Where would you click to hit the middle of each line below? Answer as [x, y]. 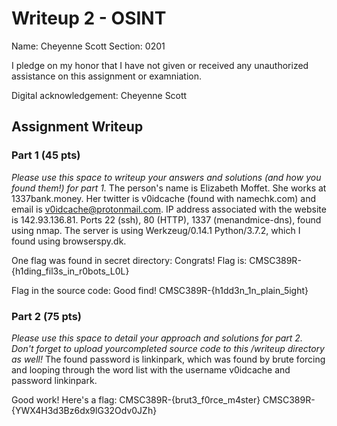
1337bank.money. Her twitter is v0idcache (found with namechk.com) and [163, 198]
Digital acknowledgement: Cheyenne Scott [99, 95]
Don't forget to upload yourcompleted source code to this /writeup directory [168, 348]
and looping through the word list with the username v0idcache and [151, 369]
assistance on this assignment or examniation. [106, 76]
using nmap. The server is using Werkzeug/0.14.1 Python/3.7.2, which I [156, 230]
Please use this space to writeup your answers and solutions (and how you [166, 177]
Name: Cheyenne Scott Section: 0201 [88, 46]
